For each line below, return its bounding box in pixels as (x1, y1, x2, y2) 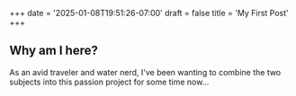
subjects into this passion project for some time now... (9, 76, 210, 87)
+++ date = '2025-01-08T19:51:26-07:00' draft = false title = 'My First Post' (9, 8, 290, 18)
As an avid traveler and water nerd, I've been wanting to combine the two (9, 66, 282, 77)
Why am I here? (9, 43, 99, 58)
